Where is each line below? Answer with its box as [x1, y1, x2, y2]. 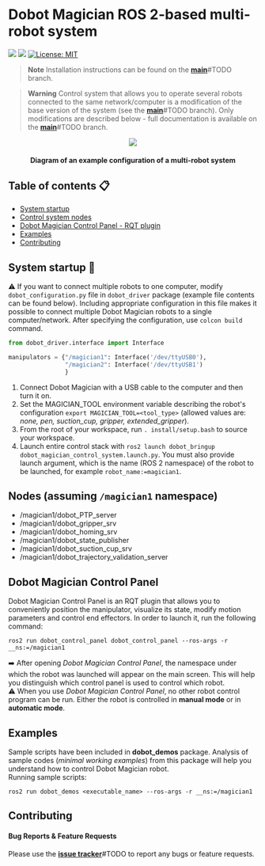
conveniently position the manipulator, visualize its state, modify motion [8, 605, 241, 614]
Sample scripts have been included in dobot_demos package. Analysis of [8, 747, 249, 757]
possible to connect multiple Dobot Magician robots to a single [8, 307, 212, 317]
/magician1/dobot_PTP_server [19, 511, 117, 520]
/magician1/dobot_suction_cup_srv [19, 544, 133, 553]
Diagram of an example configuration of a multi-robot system [30, 155, 236, 165]
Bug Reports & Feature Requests [8, 831, 117, 841]
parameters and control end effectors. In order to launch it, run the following [8, 613, 256, 623]
